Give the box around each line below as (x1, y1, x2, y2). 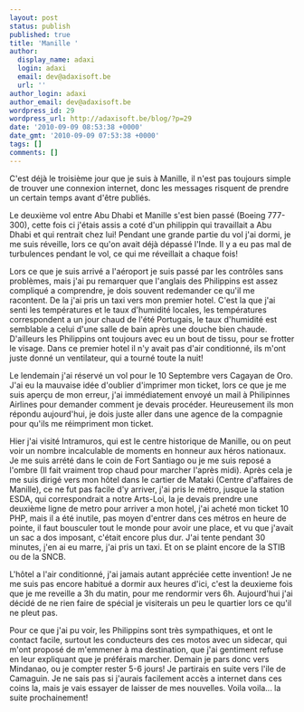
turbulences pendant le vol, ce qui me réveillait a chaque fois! (9, 248, 238, 259)
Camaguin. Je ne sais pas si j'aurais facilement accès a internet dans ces (9, 672, 282, 684)
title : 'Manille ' (9, 38, 79, 48)
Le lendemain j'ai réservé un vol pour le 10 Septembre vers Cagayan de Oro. (9, 370, 293, 380)
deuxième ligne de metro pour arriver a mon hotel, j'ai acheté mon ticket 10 (9, 503, 290, 514)
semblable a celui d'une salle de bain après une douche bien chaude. (9, 323, 268, 334)
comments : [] (9, 148, 59, 157)
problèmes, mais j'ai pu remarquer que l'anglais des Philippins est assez (9, 275, 279, 286)
